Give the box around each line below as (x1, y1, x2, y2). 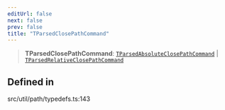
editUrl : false (7, 10, 53, 18)
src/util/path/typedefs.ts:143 (7, 94, 91, 103)
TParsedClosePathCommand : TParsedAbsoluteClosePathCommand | (24, 49, 219, 58)
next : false (7, 17, 43, 24)
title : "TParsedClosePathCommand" (7, 30, 110, 37)
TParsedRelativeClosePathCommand (24, 57, 124, 64)
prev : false (7, 23, 43, 30)
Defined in (7, 75, 55, 88)
